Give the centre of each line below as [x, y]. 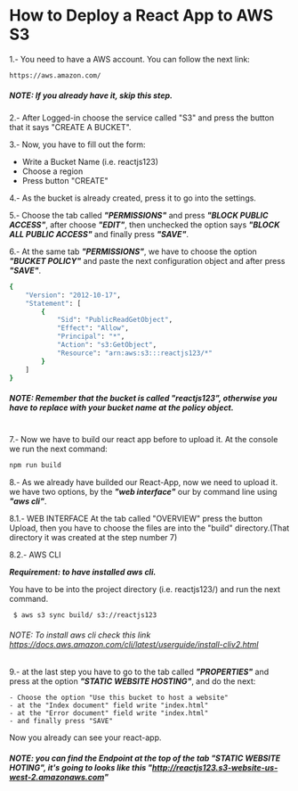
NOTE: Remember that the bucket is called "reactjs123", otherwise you [143, 398]
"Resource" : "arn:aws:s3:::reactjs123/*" [135, 353]
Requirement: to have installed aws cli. [83, 573]
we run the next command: [59, 449]
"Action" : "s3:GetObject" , [107, 345]
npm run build [36, 466]
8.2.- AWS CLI [35, 555]
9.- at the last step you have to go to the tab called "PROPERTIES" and [139, 672]
